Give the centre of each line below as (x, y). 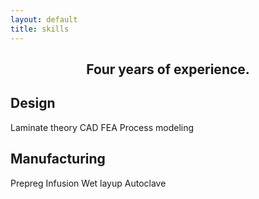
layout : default (44, 19)
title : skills (40, 29)
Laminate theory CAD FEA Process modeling (102, 127)
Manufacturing (58, 159)
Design (33, 103)
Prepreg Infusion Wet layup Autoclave (88, 183)
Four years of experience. (168, 69)
